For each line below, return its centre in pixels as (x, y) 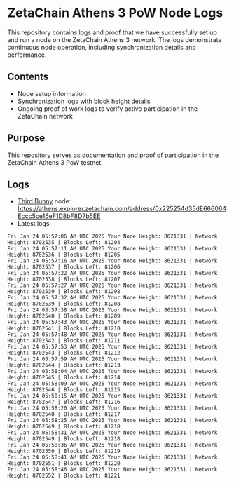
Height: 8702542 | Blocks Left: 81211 (64, 341)
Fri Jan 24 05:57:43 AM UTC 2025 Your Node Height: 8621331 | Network (112, 323)
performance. (27, 55)
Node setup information (51, 93)
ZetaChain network (45, 116)
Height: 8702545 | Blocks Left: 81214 (64, 378)
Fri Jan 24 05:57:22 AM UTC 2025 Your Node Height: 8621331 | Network (112, 274)
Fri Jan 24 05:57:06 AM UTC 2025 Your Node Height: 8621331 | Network (112, 236)
